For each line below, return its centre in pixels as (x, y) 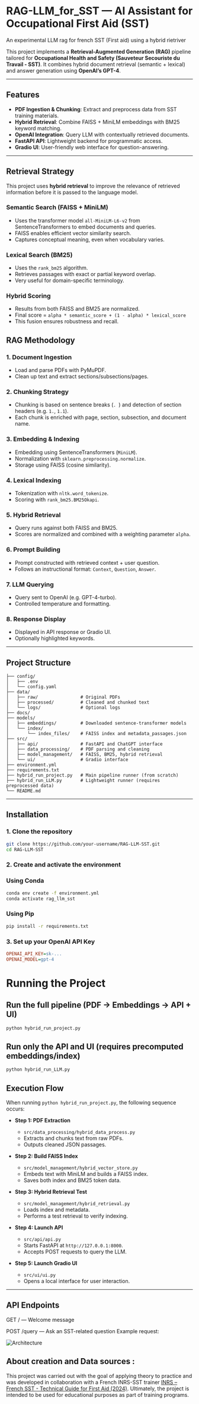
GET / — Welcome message (40, 1319)
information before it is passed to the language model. (72, 192)
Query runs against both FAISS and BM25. (66, 528)
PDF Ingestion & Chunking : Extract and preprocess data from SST (96, 109)
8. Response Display (36, 619)
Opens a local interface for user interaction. (77, 1281)
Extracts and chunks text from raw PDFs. (73, 1139)
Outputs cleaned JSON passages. (65, 1145)
